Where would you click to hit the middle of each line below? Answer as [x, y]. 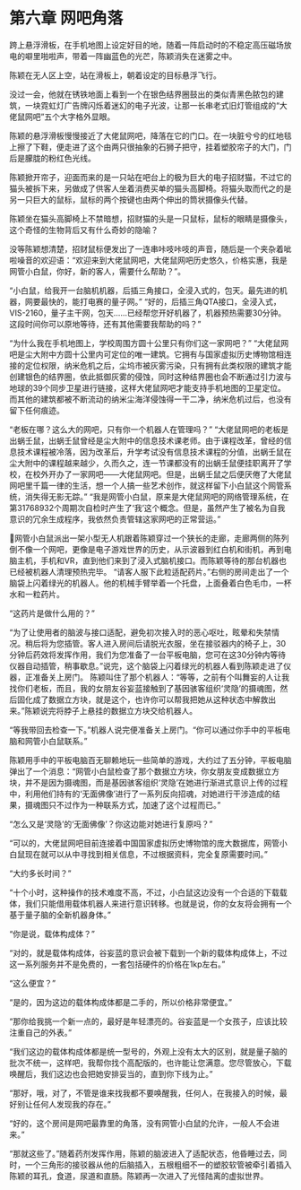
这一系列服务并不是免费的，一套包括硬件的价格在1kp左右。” [117, 964]
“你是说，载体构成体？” [52, 934]
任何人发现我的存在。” [72, 1104]
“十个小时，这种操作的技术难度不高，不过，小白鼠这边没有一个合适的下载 [145, 892]
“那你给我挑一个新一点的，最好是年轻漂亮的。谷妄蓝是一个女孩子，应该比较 [149, 1021]
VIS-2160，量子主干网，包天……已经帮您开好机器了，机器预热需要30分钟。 [148, 313]
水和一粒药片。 [37, 594]
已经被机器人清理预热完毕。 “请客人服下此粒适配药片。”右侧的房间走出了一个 [149, 571]
